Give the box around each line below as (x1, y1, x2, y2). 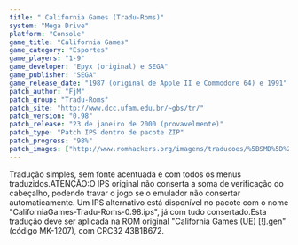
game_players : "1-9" (9, 54, 86, 63)
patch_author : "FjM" (9, 87, 86, 96)
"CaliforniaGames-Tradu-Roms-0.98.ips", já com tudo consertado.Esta (9, 206, 267, 217)
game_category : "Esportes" (9, 46, 109, 55)
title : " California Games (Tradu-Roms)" (9, 12, 165, 22)
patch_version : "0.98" (9, 111, 93, 120)
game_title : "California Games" (9, 37, 129, 47)
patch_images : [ (9, 144, 69, 153)
